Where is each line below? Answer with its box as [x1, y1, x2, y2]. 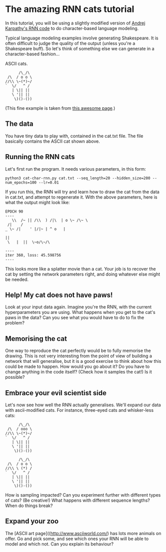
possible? [5, 374, 25, 380]
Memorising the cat [5, 334, 67, 343]
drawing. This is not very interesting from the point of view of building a [5, 353, 152, 359]
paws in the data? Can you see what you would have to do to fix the [5, 314, 145, 320]
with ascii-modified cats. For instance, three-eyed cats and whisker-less [5, 407, 154, 413]
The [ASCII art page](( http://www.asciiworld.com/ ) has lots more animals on [5, 530, 162, 536]
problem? [5, 320, 25, 326]
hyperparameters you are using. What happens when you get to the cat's [5, 309, 156, 315]
